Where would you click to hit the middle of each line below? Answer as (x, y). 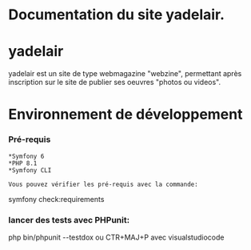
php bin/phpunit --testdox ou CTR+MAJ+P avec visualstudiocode (116, 237)
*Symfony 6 (26, 156)
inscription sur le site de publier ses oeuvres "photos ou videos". (115, 83)
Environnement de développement (125, 115)
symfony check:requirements (56, 199)
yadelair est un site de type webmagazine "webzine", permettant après (125, 74)
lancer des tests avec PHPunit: (69, 220)
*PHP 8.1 (23, 163)
